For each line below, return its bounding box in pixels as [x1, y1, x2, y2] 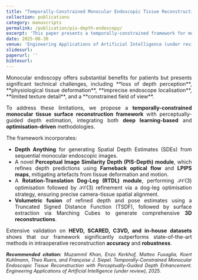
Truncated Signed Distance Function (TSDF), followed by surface [14, 203, 192, 210]
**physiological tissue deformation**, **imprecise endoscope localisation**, [6, 86, 192, 94]
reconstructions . [14, 215, 57, 222]
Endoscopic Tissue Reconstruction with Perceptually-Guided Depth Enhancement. [6, 262, 192, 268]
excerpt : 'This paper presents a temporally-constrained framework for [6, 31, 186, 36]
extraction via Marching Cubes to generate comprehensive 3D [14, 209, 192, 216]
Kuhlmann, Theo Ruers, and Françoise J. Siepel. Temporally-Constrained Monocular [6, 256, 192, 263]
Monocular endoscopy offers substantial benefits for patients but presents [6, 74, 192, 81]
